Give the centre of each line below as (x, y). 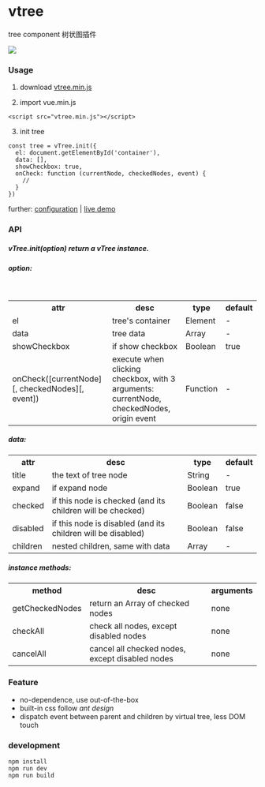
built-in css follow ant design (67, 708)
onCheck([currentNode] (57, 379)
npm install (28, 762)
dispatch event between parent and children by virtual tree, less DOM (132, 716)
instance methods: (40, 568)
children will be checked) (98, 511)
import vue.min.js (48, 103)
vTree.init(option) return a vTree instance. (79, 248)
